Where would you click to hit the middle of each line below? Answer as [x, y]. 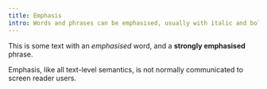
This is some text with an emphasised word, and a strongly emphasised [127, 45]
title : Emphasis [35, 15]
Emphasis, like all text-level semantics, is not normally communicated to [126, 69]
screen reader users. [43, 78]
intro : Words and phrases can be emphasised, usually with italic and [128, 23]
